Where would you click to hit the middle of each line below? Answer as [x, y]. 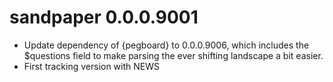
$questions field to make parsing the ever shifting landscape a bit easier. [173, 55]
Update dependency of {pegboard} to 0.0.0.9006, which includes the [166, 45]
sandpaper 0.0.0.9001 [104, 17]
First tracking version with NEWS [92, 66]
